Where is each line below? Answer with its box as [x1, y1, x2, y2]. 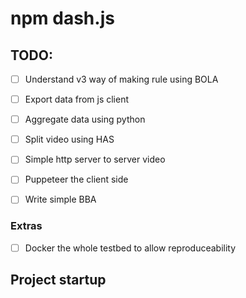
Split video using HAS [24, 133, 115, 146]
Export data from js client [24, 93, 130, 106]
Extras [10, 219, 43, 233]
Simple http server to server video [24, 153, 166, 166]
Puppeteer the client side [24, 173, 129, 186]
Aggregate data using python [24, 113, 146, 126]
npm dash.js [10, 7, 115, 30]
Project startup [10, 272, 107, 289]
